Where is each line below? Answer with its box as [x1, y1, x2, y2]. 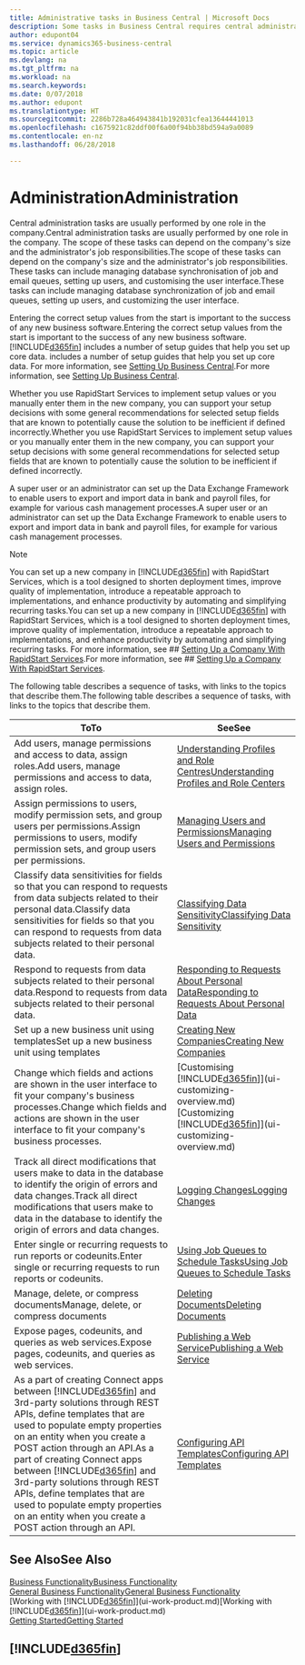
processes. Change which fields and [14, 1100, 167, 1113]
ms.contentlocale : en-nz [9, 132, 103, 141]
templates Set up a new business [14, 1034, 152, 1047]
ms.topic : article [9, 47, 79, 56]
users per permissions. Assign [14, 819, 141, 832]
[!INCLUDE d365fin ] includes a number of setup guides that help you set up [9, 341, 290, 352]
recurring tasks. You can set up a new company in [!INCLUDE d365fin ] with [9, 605, 287, 616]
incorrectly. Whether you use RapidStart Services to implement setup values [9, 426, 293, 437]
